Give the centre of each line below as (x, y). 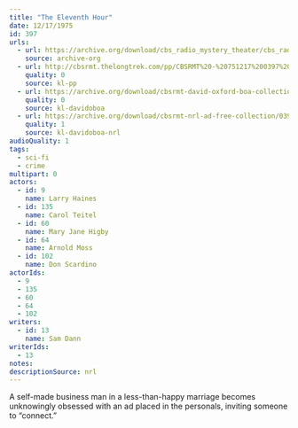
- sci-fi (33, 157)
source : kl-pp (51, 83)
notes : (21, 363)
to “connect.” (33, 416)
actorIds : (27, 273)
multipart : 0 (33, 174)
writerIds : (29, 346)
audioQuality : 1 (39, 141)
